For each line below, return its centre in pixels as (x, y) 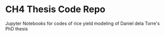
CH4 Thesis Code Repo (55, 9)
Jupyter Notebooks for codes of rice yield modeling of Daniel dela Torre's (82, 23)
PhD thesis (17, 28)
